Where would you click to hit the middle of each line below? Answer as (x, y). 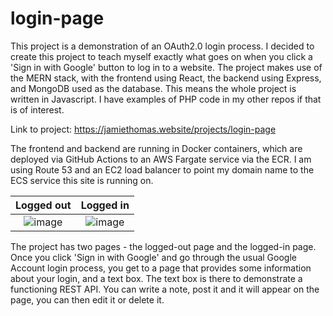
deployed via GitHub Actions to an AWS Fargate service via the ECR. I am (161, 159)
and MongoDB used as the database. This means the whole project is (153, 88)
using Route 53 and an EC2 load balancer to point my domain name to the (162, 169)
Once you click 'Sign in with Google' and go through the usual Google (153, 257)
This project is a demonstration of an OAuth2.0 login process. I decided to (162, 46)
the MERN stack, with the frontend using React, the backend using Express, (166, 78)
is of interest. (37, 109)
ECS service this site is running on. (82, 180)
